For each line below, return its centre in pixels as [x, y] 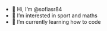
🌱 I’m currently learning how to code [56, 22]
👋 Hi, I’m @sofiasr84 [37, 9]
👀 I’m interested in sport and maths [55, 15]
